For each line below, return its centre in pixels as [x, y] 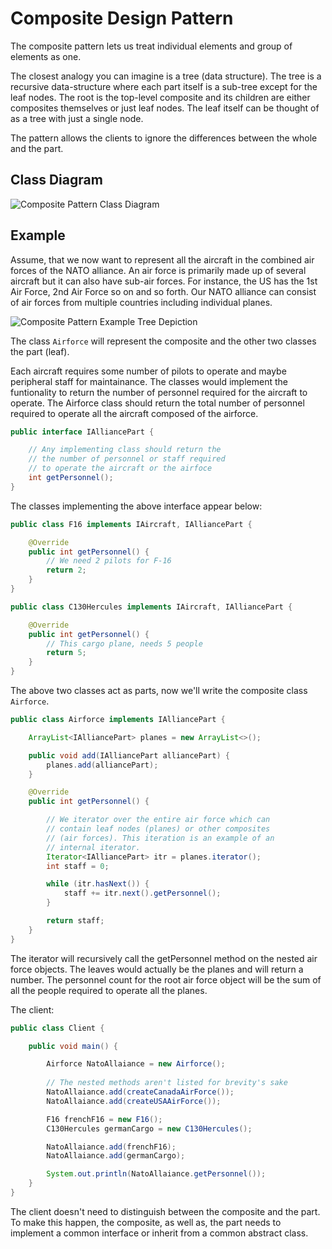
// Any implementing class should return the [125, 450]
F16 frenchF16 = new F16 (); [104, 1119]
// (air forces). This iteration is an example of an [160, 838]
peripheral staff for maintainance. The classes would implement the [149, 381]
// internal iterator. [93, 847]
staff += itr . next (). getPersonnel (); [142, 893]
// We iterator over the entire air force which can [158, 820]
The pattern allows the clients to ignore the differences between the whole [164, 138]
